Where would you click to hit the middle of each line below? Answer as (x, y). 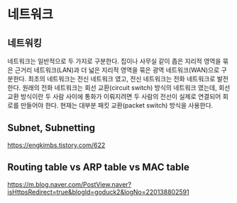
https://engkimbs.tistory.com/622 (56, 145)
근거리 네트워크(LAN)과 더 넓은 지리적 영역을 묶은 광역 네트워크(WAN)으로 (117, 70)
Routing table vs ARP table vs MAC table (98, 167)
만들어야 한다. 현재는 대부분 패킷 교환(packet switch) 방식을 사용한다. (117, 105)
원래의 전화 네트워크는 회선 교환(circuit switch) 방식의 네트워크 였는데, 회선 (126, 88)
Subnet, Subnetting (51, 128)
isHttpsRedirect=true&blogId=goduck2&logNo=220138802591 (98, 192)
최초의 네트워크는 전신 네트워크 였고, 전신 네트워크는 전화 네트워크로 (122, 79)
